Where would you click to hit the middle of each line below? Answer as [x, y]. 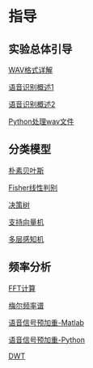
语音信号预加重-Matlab [46, 322]
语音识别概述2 [32, 104]
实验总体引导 [40, 49]
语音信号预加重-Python [46, 340]
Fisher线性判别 [33, 188]
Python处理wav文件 [41, 121]
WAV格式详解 [31, 70]
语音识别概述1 [31, 87]
